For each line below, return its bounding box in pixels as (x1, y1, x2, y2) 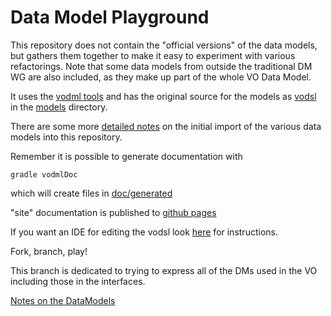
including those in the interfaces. (10, 275, 146, 287)
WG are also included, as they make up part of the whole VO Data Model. (10, 71, 312, 83)
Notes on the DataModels (10, 294, 116, 306)
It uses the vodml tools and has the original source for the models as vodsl (10, 90, 317, 102)
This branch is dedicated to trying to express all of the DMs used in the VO (10, 264, 318, 276)
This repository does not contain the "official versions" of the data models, (10, 39, 318, 51)
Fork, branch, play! (10, 245, 88, 257)
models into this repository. (10, 131, 123, 143)
